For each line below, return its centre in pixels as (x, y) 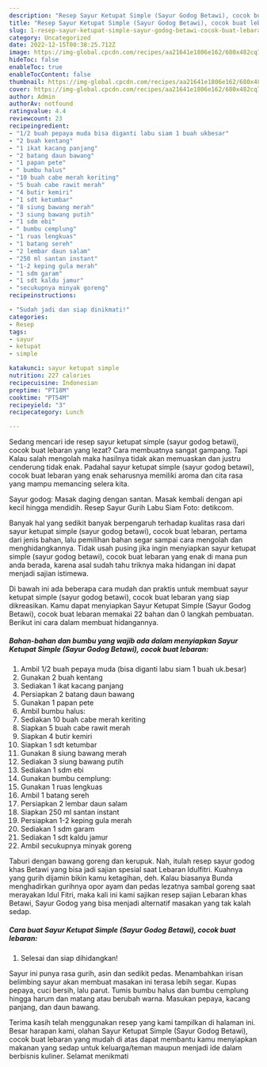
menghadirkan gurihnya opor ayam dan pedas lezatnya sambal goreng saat (132, 886)
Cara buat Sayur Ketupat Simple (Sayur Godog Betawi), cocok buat (122, 930)
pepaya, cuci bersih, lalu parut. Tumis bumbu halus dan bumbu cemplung (129, 990)
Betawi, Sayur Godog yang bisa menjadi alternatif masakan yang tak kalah (130, 903)
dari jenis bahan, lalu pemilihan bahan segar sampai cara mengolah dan (126, 540)
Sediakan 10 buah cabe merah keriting (83, 720)
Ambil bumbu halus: (53, 711)
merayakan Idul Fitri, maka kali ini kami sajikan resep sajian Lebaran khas (128, 895)
